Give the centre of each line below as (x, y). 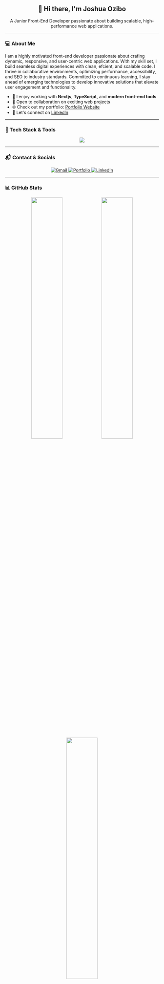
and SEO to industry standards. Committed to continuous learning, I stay (78, 77)
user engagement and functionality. (41, 87)
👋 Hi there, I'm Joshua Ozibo (82, 9)
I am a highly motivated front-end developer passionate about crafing (75, 56)
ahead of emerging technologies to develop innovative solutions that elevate (82, 82)
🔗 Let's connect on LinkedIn (40, 112)
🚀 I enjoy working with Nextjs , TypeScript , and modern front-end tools (84, 97)
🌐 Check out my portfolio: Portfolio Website (56, 107)
